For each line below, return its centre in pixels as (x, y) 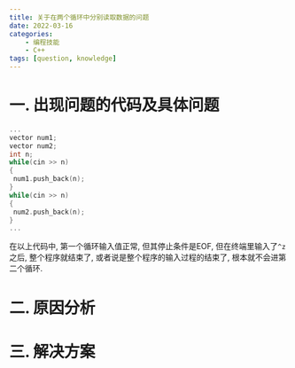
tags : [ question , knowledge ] (63, 59)
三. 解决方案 (52, 352)
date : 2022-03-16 (41, 26)
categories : (31, 34)
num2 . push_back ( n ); (49, 212)
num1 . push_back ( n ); (49, 179)
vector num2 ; (33, 146)
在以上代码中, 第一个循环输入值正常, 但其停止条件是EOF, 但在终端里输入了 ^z (147, 247)
